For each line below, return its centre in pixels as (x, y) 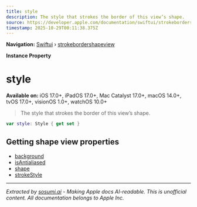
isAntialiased (30, 162)
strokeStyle (28, 175)
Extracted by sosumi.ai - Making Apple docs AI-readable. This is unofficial (96, 191)
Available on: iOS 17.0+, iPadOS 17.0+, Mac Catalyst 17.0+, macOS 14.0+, (94, 96)
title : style (22, 11)
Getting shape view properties (63, 142)
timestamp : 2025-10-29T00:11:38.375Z (52, 28)
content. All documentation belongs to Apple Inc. (65, 198)
